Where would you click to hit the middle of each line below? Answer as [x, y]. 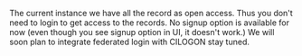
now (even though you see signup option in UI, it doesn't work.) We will [142, 32]
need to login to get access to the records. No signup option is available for [149, 23]
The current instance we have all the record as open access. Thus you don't [151, 13]
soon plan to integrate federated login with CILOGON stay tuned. [130, 42]
